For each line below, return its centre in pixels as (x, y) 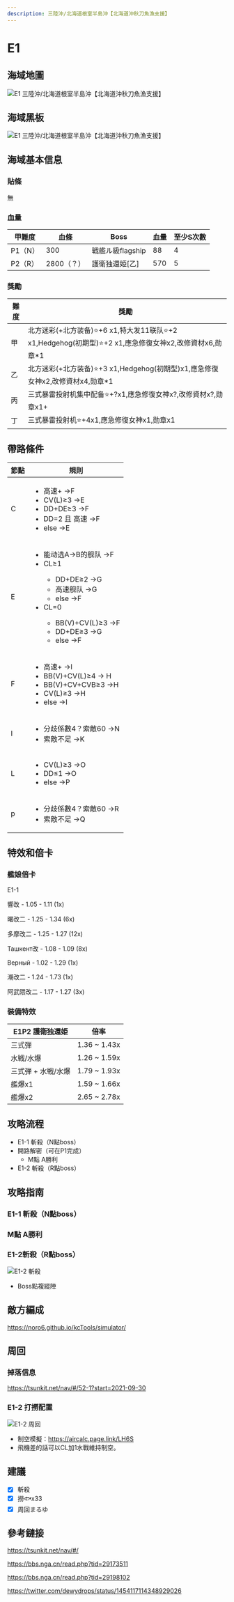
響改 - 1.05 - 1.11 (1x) (36, 904)
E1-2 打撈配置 (30, 1408)
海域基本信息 (35, 160)
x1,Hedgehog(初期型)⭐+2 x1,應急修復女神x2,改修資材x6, (121, 343)
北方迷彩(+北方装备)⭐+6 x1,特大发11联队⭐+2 (102, 330)
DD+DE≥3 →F (66, 508)
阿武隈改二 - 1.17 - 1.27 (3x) (46, 992)
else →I (56, 702)
